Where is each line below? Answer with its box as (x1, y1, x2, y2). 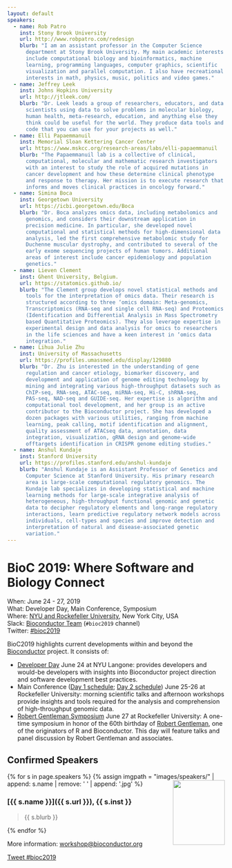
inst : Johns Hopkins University (19, 87, 113, 94)
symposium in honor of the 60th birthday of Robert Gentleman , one (31, 720, 223, 728)
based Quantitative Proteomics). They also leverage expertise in (25, 318, 221, 325)
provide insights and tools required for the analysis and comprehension (17, 697, 220, 706)
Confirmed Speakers (7, 754, 99, 766)
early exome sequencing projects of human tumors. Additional (25, 248, 209, 255)
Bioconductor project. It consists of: (7, 647, 109, 656)
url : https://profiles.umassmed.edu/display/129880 (19, 357, 171, 364)
